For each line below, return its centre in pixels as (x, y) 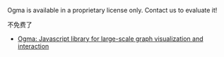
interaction (33, 46)
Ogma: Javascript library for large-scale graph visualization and (110, 39)
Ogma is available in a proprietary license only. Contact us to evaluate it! (112, 10)
